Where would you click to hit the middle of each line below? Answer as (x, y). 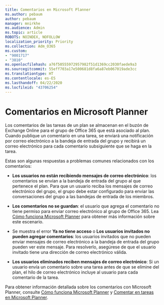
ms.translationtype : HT (29, 74)
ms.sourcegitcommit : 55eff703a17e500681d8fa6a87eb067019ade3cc (71, 69)
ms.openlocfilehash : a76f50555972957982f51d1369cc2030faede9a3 (71, 64)
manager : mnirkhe (23, 23)
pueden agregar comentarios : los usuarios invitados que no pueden (82, 237)
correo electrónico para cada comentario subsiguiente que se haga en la (78, 146)
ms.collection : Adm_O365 (30, 46)
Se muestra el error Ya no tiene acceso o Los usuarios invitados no (81, 231)
